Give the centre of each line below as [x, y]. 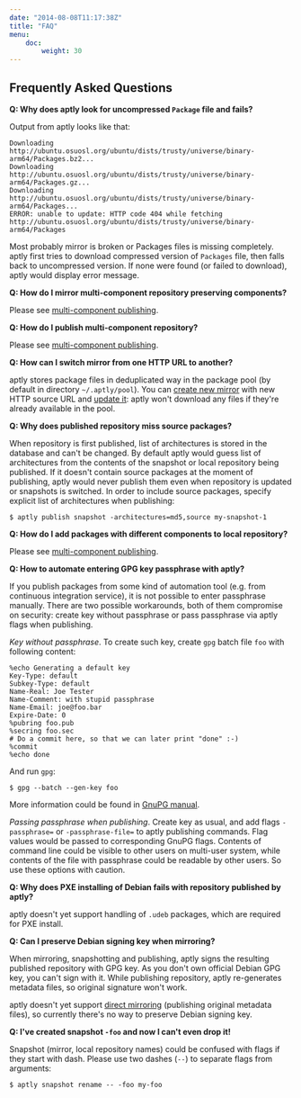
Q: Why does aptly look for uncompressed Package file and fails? [131, 109]
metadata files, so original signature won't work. [98, 987]
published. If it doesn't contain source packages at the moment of [131, 472]
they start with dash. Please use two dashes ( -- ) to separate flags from [141, 1058]
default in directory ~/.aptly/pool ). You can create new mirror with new [142, 389]
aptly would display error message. [74, 274]
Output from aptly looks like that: [70, 126]
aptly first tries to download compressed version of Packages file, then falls [147, 256]
